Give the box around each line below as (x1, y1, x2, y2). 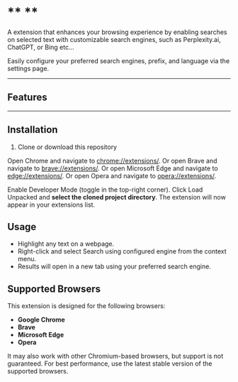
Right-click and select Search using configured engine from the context (17, 247, 227, 256)
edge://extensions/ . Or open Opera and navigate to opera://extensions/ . (7, 171, 217, 180)
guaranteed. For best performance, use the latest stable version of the (7, 359, 212, 368)
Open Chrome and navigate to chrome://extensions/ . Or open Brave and (7, 156, 217, 165)
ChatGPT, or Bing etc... (7, 43, 74, 51)
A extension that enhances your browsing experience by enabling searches (7, 28, 227, 36)
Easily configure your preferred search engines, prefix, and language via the (7, 56, 230, 65)
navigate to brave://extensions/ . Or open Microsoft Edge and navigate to (7, 164, 218, 173)
